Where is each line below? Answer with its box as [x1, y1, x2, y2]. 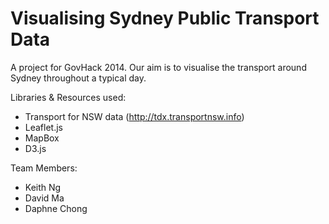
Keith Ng [24, 181, 62, 193]
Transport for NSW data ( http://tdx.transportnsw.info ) [24, 110, 245, 122]
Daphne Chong [24, 202, 88, 214]
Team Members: [10, 162, 78, 174]
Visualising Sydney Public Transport [10, 7, 320, 30]
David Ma [24, 192, 65, 204]
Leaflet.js [24, 121, 64, 133]
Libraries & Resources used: [10, 91, 127, 103]
